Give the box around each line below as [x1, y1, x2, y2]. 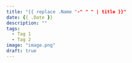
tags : [6, 25, 20, 32]
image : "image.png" [6, 43, 56, 49]
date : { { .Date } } [6, 14, 53, 20]
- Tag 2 [12, 37, 32, 43]
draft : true [6, 48, 36, 54]
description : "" [6, 20, 47, 26]
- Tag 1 [12, 31, 32, 37]
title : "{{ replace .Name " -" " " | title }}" [6, 8, 127, 15]
